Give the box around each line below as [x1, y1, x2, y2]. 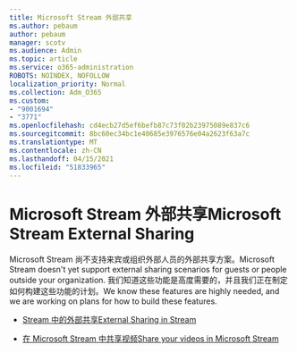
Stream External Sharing [9, 223, 195, 244]
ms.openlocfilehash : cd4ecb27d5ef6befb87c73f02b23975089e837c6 [9, 122, 250, 130]
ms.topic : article [9, 55, 78, 63]
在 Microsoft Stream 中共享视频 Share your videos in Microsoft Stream [21, 333, 279, 344]
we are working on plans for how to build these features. [9, 296, 217, 307]
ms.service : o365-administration [9, 63, 134, 72]
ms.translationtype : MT [9, 138, 98, 147]
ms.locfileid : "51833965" [9, 163, 106, 172]
